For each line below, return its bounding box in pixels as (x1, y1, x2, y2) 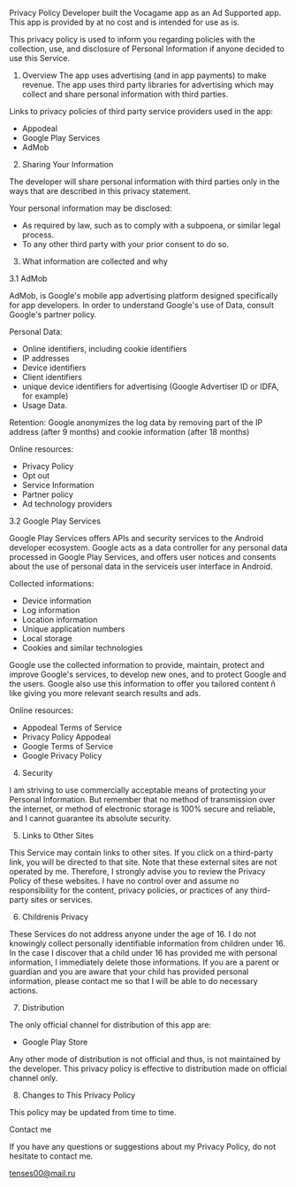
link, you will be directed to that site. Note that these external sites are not (9, 857, 277, 867)
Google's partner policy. (9, 309, 97, 320)
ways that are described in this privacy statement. (9, 186, 192, 196)
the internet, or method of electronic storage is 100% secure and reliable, (9, 803, 276, 814)
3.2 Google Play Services (9, 516, 102, 526)
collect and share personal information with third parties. (21, 89, 229, 99)
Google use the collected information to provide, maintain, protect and (9, 660, 265, 670)
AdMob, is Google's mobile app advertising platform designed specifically (9, 291, 278, 300)
